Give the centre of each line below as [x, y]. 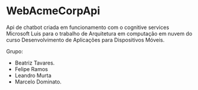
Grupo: [15, 51]
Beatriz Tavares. [35, 63]
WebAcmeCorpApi [53, 11]
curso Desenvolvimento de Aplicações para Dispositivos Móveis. [85, 40]
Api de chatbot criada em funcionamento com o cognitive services [88, 27]
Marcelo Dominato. [38, 82]
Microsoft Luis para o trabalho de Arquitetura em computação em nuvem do [99, 33]
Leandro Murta [33, 75]
